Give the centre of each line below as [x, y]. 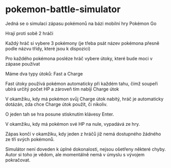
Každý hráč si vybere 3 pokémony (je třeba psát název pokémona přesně [82, 43]
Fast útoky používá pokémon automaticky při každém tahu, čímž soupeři [82, 83]
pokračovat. [18, 160]
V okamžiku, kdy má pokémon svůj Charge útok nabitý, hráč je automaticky [84, 99]
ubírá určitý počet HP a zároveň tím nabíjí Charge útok [62, 89]
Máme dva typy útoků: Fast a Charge [44, 74]
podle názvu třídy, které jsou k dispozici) [48, 48]
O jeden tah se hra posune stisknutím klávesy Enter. [60, 114]
